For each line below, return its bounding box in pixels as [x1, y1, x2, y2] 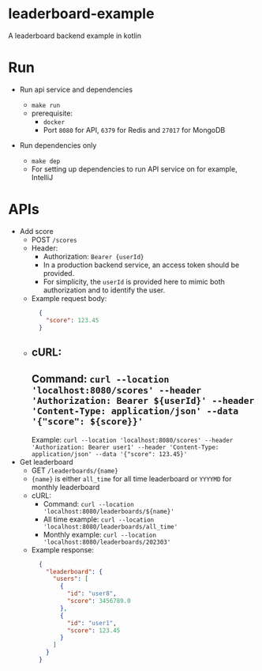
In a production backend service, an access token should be [43, 260, 240, 270]
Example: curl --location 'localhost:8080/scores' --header [31, 435, 234, 444]
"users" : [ [52, 575, 89, 583]
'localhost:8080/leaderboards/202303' [43, 538, 171, 546]
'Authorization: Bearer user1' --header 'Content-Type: [31, 443, 219, 451]
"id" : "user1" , [66, 619, 117, 627]
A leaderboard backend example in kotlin [8, 31, 142, 40]
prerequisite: [31, 108, 73, 118]
